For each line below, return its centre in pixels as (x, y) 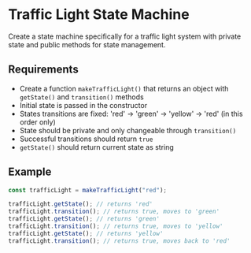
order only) (38, 122)
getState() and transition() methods (81, 97)
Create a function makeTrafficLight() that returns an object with (124, 88)
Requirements (43, 70)
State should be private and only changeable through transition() (128, 130)
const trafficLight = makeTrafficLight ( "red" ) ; (88, 190)
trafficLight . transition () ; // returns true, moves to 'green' (114, 212)
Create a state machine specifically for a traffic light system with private (125, 36)
